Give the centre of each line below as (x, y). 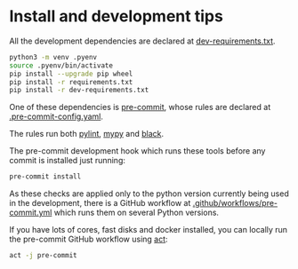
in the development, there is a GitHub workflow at (100, 203)
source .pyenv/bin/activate (61, 65)
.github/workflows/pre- (235, 203)
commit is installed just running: (68, 161)
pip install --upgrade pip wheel (71, 74)
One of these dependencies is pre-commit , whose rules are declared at (140, 107)
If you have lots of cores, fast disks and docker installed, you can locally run (148, 230)
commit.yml (31, 213)
